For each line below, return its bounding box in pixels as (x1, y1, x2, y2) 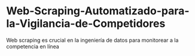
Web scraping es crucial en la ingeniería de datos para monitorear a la (6, 36, 179, 43)
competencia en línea (6, 43, 60, 50)
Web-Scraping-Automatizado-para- (6, 4, 190, 18)
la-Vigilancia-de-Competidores (6, 17, 166, 30)
